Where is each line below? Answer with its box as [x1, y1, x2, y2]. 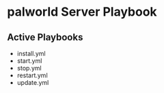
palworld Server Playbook [7, 4, 157, 20]
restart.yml [16, 71, 48, 79]
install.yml [16, 49, 46, 57]
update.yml [16, 79, 49, 86]
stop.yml [16, 64, 42, 72]
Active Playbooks [7, 31, 83, 43]
